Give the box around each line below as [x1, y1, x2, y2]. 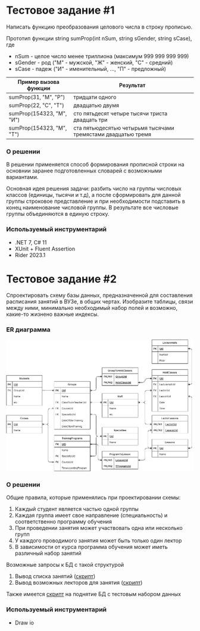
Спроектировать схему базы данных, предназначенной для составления [6, 292, 193, 299]
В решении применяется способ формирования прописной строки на [6, 161, 185, 168]
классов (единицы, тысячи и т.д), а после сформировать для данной [6, 192, 181, 199]
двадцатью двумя [73, 102, 119, 109]
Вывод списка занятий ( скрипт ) [14, 573, 96, 580]
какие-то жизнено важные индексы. [6, 310, 99, 318]
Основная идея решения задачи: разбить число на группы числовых [6, 185, 182, 192]
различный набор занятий [14, 550, 82, 557]
